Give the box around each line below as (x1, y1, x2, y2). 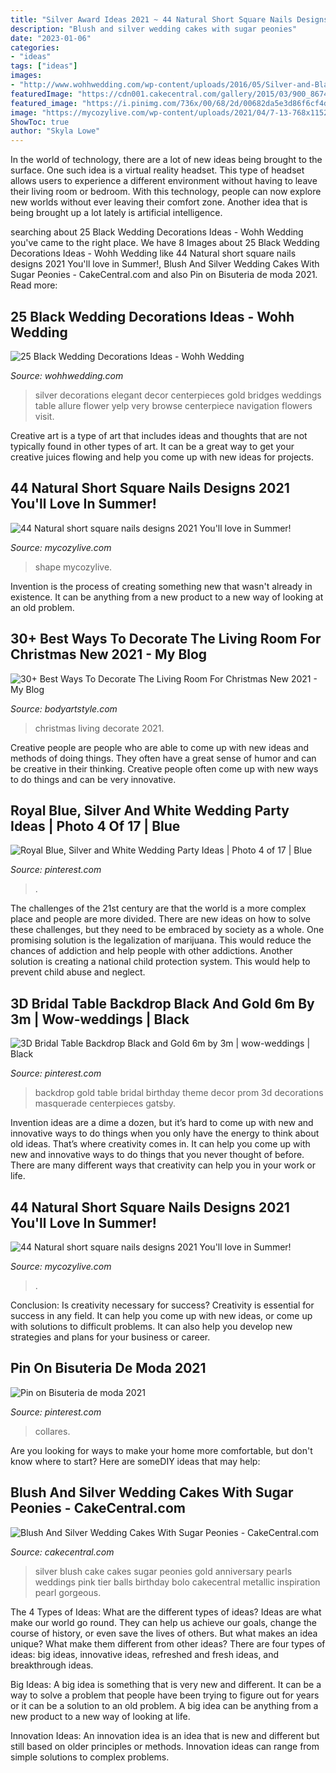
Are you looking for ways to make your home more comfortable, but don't (10, 1444, 313, 1456)
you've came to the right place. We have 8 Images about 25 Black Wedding (10, 237, 320, 249)
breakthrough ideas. (10, 1659, 94, 1671)
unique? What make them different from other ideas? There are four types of (10, 1637, 326, 1650)
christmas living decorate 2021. (34, 722, 165, 734)
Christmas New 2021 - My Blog (10, 646, 208, 663)
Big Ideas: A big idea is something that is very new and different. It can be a (10, 1678, 322, 1690)
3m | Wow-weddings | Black (10, 1011, 190, 1028)
